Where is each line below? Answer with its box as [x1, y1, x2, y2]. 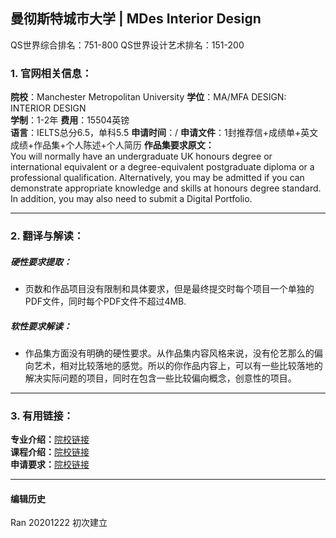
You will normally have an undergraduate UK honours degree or [10, 150, 273, 163]
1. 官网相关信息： [10, 66, 93, 80]
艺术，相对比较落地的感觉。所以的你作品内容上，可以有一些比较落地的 [33, 359, 323, 371]
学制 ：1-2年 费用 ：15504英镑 [10, 114, 130, 126]
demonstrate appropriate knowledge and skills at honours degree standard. [10, 182, 322, 194]
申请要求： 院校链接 [10, 459, 90, 471]
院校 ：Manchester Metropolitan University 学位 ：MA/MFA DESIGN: [10, 91, 287, 103]
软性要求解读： [10, 320, 72, 332]
